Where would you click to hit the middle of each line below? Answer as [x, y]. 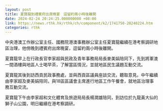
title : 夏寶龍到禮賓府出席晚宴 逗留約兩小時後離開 [50, 14]
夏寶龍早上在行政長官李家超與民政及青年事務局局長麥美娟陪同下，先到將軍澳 [81, 58]
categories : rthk [23, 28]
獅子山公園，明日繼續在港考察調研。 [41, 104]
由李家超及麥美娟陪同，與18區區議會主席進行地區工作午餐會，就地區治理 [77, 81]
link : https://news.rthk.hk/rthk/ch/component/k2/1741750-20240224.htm [79, 23]
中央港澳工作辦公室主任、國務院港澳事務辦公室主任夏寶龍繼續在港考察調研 [79, 42]
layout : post [18, 9]
